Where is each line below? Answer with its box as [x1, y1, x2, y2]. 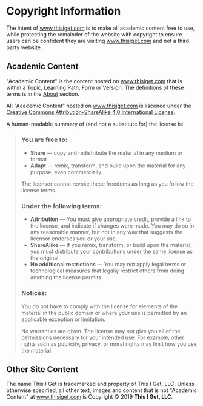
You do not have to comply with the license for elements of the [21, 302, 178, 310]
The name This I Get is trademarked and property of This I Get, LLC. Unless [6, 381, 195, 388]
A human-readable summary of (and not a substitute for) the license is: [6, 120, 184, 127]
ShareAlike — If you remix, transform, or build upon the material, [30, 242, 192, 249]
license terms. [21, 187, 57, 194]
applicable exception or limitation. [21, 316, 106, 323]
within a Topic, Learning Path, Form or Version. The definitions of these [6, 84, 184, 91]
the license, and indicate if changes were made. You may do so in [30, 222, 195, 229]
